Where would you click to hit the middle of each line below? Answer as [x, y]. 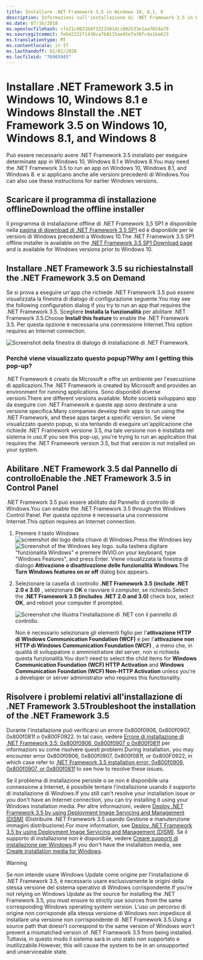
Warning [17, 863]
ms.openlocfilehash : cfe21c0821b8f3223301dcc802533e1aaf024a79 [88, 29]
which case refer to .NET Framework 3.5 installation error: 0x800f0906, [95, 762]
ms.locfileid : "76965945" [39, 57]
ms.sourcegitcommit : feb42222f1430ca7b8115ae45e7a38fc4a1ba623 [88, 34]
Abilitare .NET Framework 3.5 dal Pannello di [92, 469]
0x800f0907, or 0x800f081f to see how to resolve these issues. [85, 769]
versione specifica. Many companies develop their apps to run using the [95, 411]
